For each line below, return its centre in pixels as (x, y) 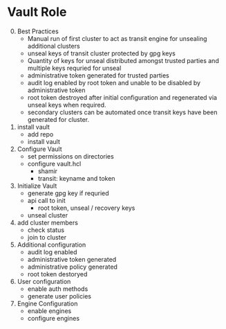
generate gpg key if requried (68, 193)
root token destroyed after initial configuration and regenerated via (122, 97)
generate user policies (59, 296)
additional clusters (54, 46)
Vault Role (37, 12)
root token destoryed (57, 274)
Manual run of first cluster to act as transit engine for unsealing (117, 38)
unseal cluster (47, 215)
